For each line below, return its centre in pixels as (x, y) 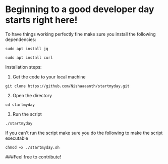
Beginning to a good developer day (80, 9)
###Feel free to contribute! (33, 157)
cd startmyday (20, 105)
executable (17, 138)
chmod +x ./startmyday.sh (32, 147)
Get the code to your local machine (49, 76)
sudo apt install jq (27, 49)
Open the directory (32, 95)
